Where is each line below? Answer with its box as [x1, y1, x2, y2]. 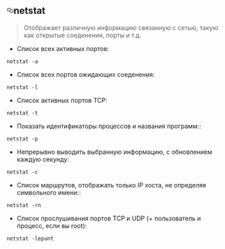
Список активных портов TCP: [16, 96, 108, 104]
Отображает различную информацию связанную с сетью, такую [23, 23, 218, 31]
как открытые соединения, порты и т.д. [23, 31, 142, 39]
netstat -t [6, 109, 38, 117]
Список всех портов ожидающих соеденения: [16, 70, 155, 78]
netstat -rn [6, 201, 41, 208]
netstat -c [6, 169, 38, 176]
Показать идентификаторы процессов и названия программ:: [16, 122, 201, 130]
